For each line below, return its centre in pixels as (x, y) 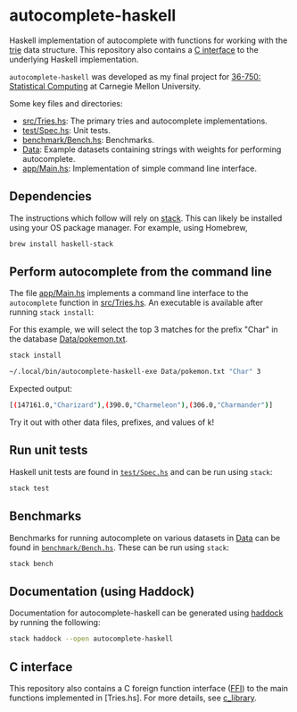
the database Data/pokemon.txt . (69, 339)
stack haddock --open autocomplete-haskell (91, 639)
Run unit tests (49, 450)
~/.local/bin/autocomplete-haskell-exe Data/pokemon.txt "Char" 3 (135, 372)
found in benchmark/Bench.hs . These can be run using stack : (119, 547)
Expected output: (41, 389)
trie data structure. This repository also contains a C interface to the (134, 49)
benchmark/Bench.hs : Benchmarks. (88, 140)
